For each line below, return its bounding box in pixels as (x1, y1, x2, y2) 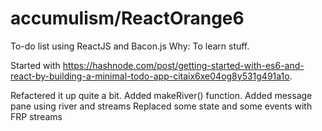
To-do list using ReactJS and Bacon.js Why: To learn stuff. (10, 40, 250, 52)
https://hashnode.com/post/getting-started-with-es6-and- (62, 59, 305, 71)
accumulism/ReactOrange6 (10, 7, 245, 30)
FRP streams (10, 110, 63, 122)
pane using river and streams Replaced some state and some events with (10, 100, 313, 112)
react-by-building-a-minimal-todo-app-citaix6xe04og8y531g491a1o (10, 70, 290, 82)
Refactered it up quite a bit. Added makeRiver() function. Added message (10, 89, 313, 101)
